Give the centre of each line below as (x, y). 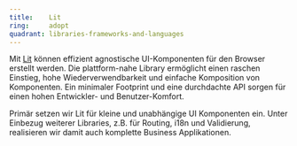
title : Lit (35, 17)
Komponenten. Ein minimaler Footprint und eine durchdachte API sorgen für (148, 87)
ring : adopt (39, 26)
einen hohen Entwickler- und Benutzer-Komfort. (97, 96)
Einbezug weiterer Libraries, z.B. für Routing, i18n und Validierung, (130, 123)
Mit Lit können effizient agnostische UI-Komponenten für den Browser (137, 59)
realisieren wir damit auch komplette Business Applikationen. (121, 133)
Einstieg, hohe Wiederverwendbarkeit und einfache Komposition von (134, 78)
